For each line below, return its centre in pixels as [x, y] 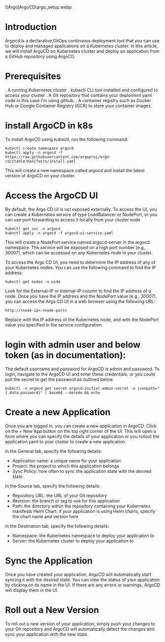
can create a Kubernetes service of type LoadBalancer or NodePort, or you [81, 214]
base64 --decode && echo [74, 392]
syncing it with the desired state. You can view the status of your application [82, 579]
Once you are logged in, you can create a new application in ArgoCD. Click [81, 426]
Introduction [31, 27]
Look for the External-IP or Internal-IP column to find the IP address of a [78, 291]
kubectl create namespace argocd [39, 148]
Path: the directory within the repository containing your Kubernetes [81, 506]
